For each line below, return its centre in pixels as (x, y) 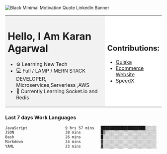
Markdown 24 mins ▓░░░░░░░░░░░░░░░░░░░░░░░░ (81, 142)
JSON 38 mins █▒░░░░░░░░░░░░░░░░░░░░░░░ (81, 133)
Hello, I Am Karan (50, 36)
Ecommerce (130, 68)
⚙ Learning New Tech (42, 64)
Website (125, 74)
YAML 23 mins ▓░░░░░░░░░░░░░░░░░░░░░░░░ (81, 147)
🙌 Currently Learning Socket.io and (57, 91)
